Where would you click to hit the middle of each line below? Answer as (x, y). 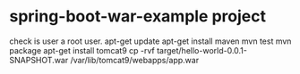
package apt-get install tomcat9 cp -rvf (82, 50)
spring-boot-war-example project (138, 16)
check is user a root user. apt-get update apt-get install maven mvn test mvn (150, 41)
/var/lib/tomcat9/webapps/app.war (135, 60)
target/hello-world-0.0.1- (202, 50)
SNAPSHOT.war (39, 60)
